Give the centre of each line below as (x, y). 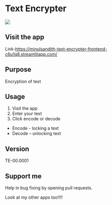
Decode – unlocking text (37, 134)
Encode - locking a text (36, 128)
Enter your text (27, 114)
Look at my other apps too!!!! (34, 197)
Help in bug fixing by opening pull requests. (49, 188)
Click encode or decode (36, 119)
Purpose (18, 70)
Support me (23, 176)
